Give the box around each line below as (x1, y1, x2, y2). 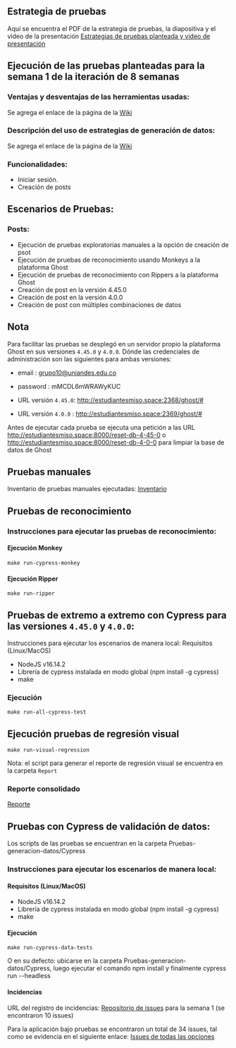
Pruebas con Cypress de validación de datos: (7, 820, 211, 832)
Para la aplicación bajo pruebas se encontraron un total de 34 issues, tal (7, 1025, 218, 1033)
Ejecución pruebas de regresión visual (7, 728, 180, 740)
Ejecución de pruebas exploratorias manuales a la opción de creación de (17, 240, 229, 249)
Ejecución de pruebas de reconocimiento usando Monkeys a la (17, 255, 201, 264)
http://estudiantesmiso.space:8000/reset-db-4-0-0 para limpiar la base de (7, 438, 225, 447)
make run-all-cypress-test (7, 709, 87, 716)
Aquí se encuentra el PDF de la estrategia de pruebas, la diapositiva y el (7, 24, 216, 32)
